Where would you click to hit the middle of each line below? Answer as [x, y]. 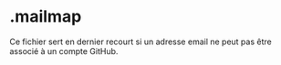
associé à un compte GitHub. [64, 51]
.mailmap [46, 17]
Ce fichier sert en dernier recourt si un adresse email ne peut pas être [140, 42]
